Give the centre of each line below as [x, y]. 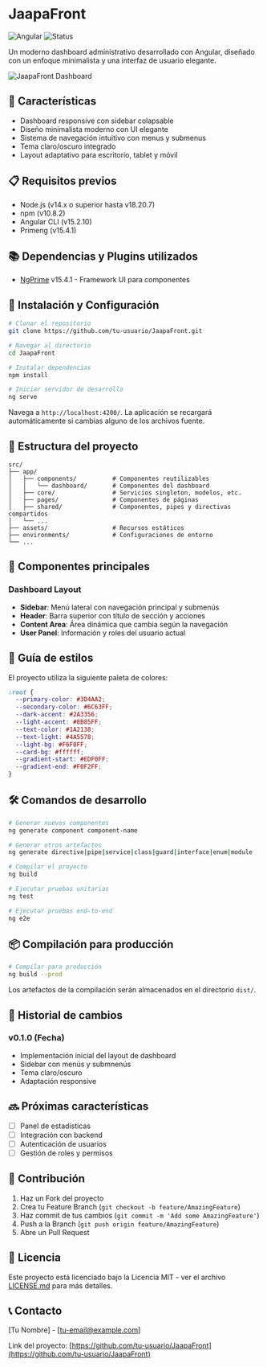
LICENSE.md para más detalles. [61, 1285]
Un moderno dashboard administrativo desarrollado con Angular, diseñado [131, 51]
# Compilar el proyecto [48, 867]
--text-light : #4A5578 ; [55, 737]
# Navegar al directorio [50, 345]
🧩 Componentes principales [79, 567]
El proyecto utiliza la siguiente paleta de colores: [88, 677]
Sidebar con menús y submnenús [75, 1064]
